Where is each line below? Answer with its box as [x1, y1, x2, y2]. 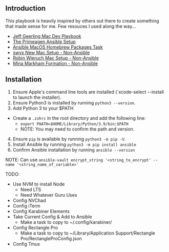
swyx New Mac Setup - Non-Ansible [12, 49, 90, 55]
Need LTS [20, 186, 41, 193]
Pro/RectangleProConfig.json [20, 235, 82, 241]
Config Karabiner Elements [12, 208, 70, 214]
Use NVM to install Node [12, 181, 65, 187]
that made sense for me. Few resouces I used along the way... [5, 23, 136, 29]
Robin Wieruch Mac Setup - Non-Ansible [12, 55, 99, 61]
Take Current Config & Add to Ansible [12, 214, 92, 220]
